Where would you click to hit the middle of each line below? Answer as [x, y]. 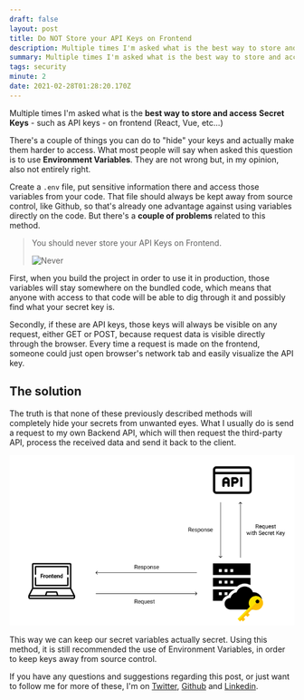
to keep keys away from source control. [83, 658]
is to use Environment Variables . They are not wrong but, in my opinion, [144, 160]
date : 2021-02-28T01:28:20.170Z [70, 86]
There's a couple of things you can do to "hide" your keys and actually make [152, 140]
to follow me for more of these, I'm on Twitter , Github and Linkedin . [134, 685]
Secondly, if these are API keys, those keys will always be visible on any [143, 324]
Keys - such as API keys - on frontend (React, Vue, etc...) [116, 122]
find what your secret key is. [62, 306]
